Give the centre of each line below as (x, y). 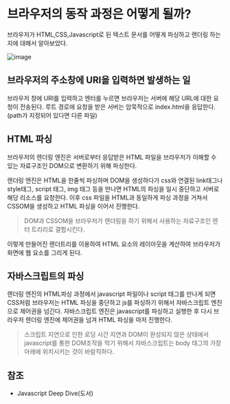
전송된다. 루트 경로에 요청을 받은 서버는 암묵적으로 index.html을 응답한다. (118, 107)
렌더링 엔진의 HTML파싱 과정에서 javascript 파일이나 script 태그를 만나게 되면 (112, 294)
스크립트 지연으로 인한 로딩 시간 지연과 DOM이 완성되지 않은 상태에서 (116, 334)
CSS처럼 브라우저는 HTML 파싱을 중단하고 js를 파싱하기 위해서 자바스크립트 (108, 303)
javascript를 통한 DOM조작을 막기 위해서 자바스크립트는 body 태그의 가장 (123, 343)
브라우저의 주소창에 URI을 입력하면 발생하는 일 (99, 80)
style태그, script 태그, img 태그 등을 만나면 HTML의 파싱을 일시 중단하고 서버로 (113, 189)
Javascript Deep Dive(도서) (55, 394)
